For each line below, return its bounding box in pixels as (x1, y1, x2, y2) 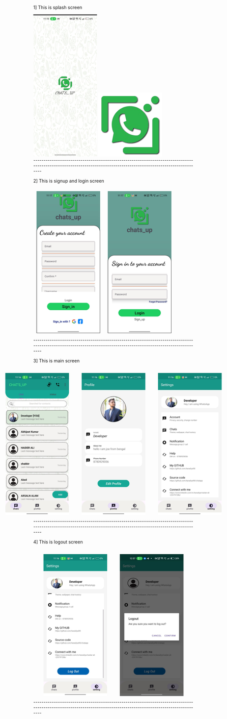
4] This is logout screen (33, 538, 83, 545)
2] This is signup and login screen (33, 178, 104, 184)
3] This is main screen (33, 358, 80, 364)
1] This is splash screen (33, 5, 82, 10)
